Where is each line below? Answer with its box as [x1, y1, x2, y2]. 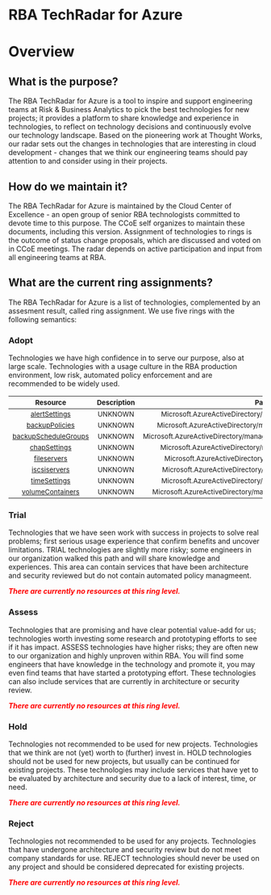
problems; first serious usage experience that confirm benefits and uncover [8, 536, 260, 546]
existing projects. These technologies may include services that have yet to [8, 765, 259, 775]
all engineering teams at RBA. [8, 253, 106, 262]
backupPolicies [27, 421, 75, 430]
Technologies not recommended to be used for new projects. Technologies [8, 739, 258, 749]
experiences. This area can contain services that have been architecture [8, 562, 248, 572]
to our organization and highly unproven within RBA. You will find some [8, 650, 244, 660]
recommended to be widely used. [8, 379, 120, 389]
